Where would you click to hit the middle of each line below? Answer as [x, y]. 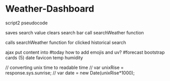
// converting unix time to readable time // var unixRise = [65, 67]
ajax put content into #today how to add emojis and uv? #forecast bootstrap [85, 52]
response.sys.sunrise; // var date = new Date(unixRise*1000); [70, 73]
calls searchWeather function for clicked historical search [66, 42]
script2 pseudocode [27, 23]
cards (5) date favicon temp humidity [44, 57]
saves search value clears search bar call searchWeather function [75, 32]
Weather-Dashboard [50, 9]
